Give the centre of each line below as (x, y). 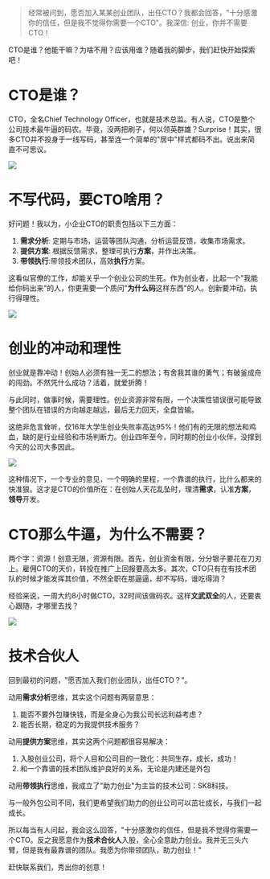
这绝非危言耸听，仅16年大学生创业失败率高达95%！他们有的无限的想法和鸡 (133, 426)
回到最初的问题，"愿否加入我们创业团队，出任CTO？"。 (100, 680)
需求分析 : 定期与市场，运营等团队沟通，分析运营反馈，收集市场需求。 (135, 240)
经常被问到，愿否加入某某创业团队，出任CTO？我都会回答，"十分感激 (143, 12)
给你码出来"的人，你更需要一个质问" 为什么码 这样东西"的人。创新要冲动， (129, 288)
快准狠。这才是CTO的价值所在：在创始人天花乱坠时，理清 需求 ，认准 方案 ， (132, 489)
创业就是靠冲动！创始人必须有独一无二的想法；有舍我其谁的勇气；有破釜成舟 (135, 372)
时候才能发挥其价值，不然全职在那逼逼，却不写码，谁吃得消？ (124, 578)
